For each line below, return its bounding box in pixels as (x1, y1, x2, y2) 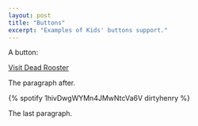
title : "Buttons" (8, 19, 66, 27)
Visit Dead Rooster (8, 63, 69, 72)
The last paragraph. (8, 109, 73, 118)
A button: (8, 48, 39, 57)
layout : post (8, 11, 51, 20)
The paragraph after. (8, 78, 76, 87)
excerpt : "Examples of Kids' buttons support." (8, 26, 169, 34)
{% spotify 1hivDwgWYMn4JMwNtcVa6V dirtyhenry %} (8, 94, 191, 103)
